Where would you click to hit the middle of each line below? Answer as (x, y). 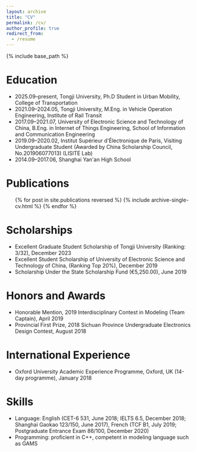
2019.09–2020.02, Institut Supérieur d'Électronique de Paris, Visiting (98, 141)
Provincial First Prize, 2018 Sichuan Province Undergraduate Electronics (103, 324)
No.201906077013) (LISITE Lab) (54, 153)
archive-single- (170, 200)
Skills (20, 402)
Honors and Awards (56, 296)
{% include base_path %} (37, 56)
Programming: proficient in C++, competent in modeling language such (102, 437)
